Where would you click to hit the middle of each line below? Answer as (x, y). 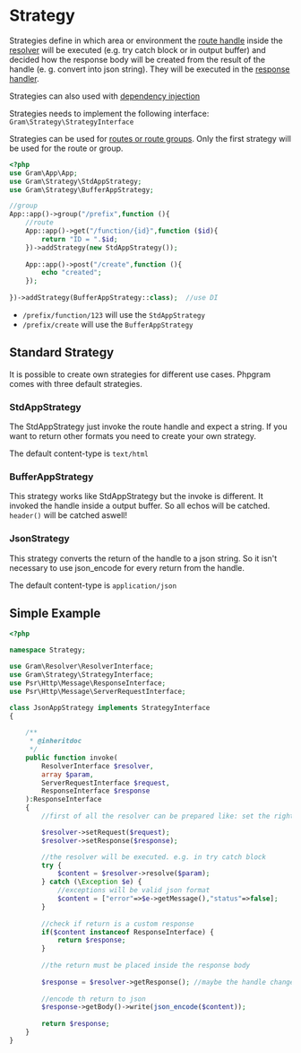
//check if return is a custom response (118, 924)
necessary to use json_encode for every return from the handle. (127, 567)
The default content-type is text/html (79, 453)
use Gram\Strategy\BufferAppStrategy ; (82, 189)
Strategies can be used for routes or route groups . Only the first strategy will (150, 138)
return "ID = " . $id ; (80, 239)
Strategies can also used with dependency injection (105, 96)
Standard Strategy (62, 352)
